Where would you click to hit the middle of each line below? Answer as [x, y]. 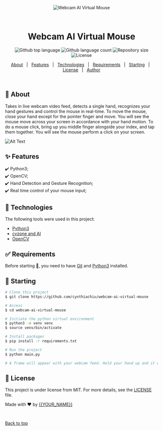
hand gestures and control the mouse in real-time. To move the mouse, [76, 111]
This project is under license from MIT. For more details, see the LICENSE [78, 390]
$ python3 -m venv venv [29, 323]
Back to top [16, 423]
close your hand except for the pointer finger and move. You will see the [77, 116]
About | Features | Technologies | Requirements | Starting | [80, 65]
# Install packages [25, 337]
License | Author [81, 69]
